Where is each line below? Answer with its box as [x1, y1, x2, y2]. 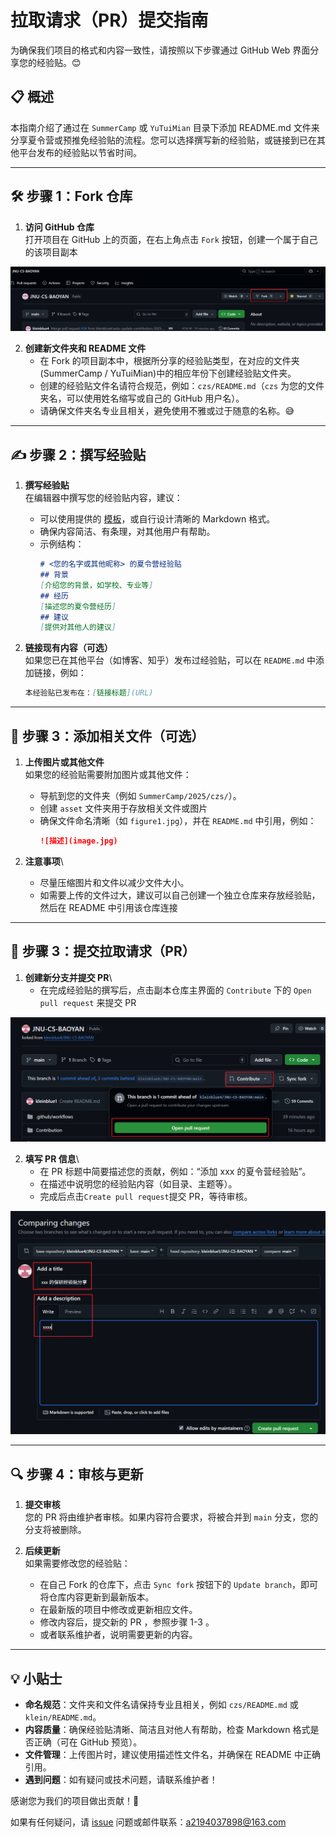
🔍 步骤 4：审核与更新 [10, 1466, 144, 1483]
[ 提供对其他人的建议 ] [39, 622, 117, 633]
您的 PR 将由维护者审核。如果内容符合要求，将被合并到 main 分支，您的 [24, 1511, 319, 1523]
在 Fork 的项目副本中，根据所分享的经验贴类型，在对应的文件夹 [39, 355, 300, 367]
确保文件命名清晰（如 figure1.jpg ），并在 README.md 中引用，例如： [39, 815, 317, 827]
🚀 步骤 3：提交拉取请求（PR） [10, 943, 196, 960]
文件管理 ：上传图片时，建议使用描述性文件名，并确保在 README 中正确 [24, 1749, 321, 1760]
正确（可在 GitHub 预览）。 [33, 1736, 143, 1748]
